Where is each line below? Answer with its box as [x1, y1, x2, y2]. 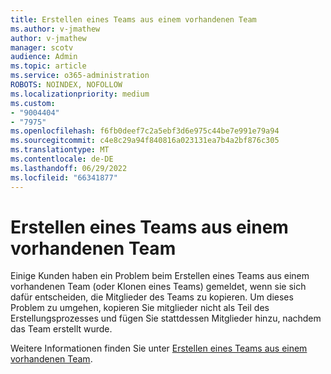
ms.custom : [10, 98, 56, 108]
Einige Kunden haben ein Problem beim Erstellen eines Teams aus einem [10, 270, 310, 282]
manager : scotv [10, 42, 74, 53]
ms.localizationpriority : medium [10, 89, 150, 99]
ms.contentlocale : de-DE [10, 154, 114, 164]
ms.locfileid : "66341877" [10, 172, 118, 183]
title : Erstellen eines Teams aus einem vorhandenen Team [10, 14, 257, 25]
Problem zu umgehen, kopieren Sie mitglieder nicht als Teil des [10, 302, 270, 314]
